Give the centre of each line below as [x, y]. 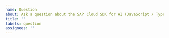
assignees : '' [20, 28]
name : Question [21, 10]
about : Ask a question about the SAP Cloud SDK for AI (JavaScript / [80, 14]
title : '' [16, 19]
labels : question [23, 23]
